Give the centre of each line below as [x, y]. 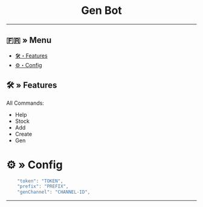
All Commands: [25, 103]
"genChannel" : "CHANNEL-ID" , [54, 192]
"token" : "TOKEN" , [40, 181]
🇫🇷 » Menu [29, 40]
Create [23, 134]
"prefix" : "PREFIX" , [43, 186]
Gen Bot [101, 11]
